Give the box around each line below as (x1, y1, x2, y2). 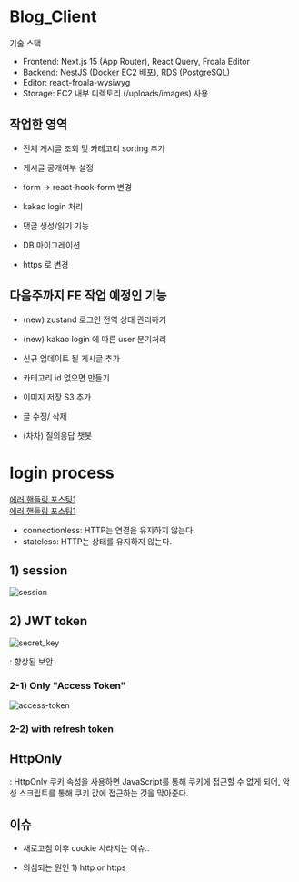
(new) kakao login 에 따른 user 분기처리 (22, 333, 167, 344)
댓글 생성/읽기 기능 (22, 220, 89, 231)
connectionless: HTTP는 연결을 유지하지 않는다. (22, 524, 195, 535)
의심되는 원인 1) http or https (22, 862, 126, 873)
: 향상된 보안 (9, 656, 54, 667)
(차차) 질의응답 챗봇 (22, 430, 93, 441)
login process (9, 462, 115, 483)
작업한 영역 (9, 117, 68, 133)
